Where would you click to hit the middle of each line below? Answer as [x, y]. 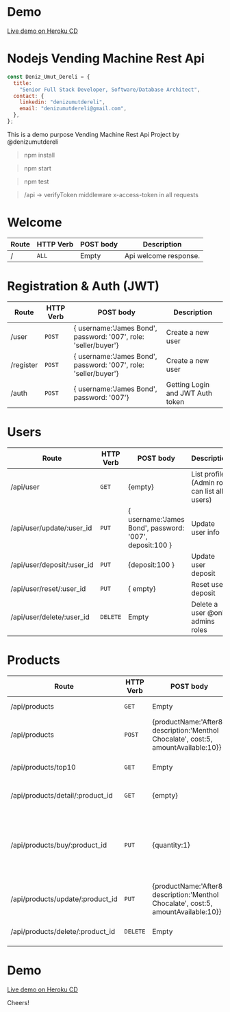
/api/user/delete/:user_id [50, 617]
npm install [39, 155]
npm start [37, 168]
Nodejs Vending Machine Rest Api [106, 59]
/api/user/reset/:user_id [48, 588]
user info [206, 532]
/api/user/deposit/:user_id [52, 564]
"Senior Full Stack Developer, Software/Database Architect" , [110, 90]
